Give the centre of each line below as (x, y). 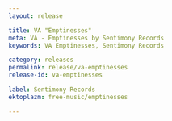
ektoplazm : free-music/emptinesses (68, 97)
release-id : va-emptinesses (56, 75)
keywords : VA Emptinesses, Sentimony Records (86, 45)
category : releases (41, 60)
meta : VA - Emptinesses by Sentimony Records (86, 38)
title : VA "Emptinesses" (50, 30)
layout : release (36, 16)
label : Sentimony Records (52, 90)
